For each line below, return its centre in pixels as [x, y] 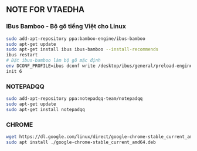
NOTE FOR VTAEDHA [45, 10]
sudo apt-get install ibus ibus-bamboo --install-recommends [82, 49]
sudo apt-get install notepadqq [45, 109]
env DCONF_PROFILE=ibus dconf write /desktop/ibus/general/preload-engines [101, 66]
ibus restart [22, 55]
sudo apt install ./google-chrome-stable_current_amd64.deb [81, 142]
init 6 [14, 71]
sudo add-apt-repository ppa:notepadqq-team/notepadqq [74, 99]
